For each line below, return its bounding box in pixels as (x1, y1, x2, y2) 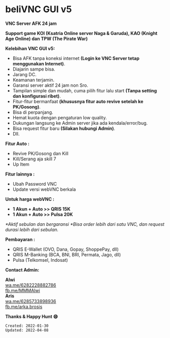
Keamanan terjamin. (12, 77, 55, 83)
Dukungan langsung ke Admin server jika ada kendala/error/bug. (12, 120, 148, 126)
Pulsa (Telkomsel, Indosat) (12, 257, 69, 263)
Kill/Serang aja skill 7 (12, 156, 56, 162)
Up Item (12, 161, 29, 167)
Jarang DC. (12, 71, 37, 77)
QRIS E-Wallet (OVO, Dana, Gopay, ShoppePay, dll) (12, 246, 119, 252)
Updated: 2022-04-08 (5, 327, 49, 333)
